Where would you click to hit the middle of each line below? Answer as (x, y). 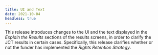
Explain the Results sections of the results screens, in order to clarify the (78, 37)
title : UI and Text (25, 9)
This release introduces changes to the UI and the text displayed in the (76, 32)
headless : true (21, 18)
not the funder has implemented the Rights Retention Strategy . (68, 48)
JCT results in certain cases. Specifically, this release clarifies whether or (79, 42)
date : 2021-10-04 (23, 14)
